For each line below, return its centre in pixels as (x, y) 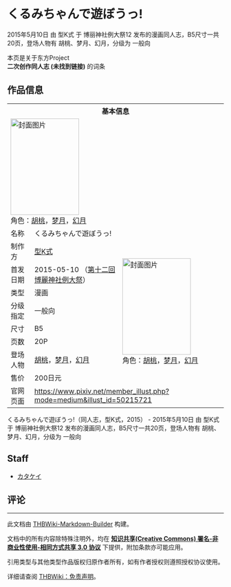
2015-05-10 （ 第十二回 (75, 269)
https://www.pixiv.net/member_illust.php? (102, 391)
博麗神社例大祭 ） (62, 279)
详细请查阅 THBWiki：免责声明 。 (53, 577)
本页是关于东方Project (38, 57)
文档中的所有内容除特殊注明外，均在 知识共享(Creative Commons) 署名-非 (113, 539)
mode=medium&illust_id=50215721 (93, 400)
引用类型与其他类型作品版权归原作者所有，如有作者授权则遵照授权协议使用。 (115, 562)
